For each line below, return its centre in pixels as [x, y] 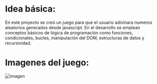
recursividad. [18, 43]
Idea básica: [30, 9]
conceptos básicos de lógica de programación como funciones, [69, 33]
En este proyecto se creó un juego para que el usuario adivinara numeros [79, 22]
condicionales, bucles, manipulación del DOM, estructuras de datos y [75, 38]
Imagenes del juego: [47, 63]
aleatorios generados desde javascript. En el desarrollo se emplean [73, 27]
